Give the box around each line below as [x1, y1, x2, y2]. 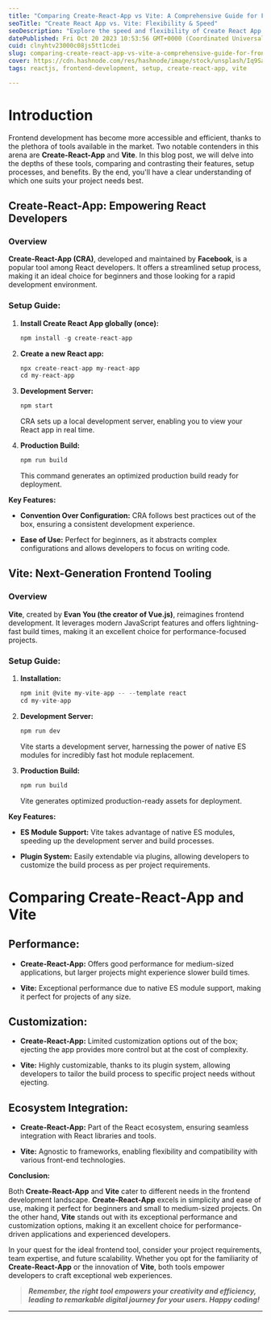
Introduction [8, 106, 94, 124]
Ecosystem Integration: [8, 1101, 129, 1114]
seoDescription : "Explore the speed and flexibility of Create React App [8, 27, 262, 35]
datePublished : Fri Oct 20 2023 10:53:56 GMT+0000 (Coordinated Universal [8, 34, 265, 43]
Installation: [19, 674, 62, 683]
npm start [19, 402, 54, 410]
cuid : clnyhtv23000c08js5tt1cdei [8, 42, 121, 50]
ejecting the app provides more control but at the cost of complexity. [19, 1045, 248, 1055]
